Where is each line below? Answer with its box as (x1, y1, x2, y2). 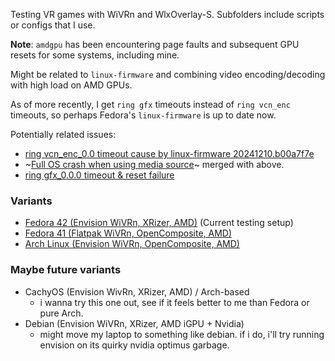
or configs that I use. (10, 19, 96, 31)
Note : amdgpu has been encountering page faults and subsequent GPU (10, 39, 300, 50)
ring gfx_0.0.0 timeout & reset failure (24, 169, 175, 181)
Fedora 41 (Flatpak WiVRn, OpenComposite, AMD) (24, 227, 233, 239)
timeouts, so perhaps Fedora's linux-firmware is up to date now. (10, 109, 277, 121)
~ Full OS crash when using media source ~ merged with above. (24, 159, 285, 170)
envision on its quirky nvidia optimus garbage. (39, 339, 230, 351)
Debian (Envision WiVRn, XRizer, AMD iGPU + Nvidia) (24, 317, 245, 329)
